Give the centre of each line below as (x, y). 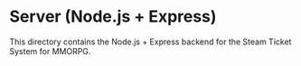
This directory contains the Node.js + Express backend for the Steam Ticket (150, 42)
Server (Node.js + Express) (113, 17)
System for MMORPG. (50, 51)
